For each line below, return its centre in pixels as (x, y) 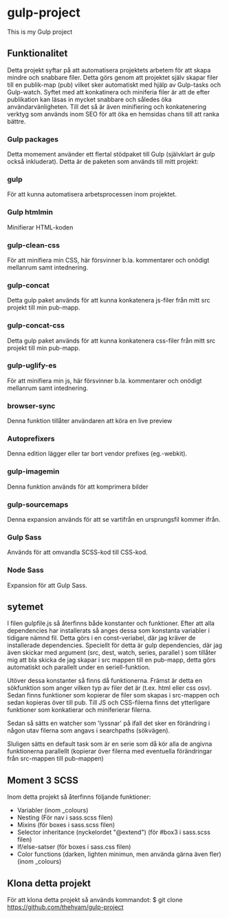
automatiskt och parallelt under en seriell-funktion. (79, 667)
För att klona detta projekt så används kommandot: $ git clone (95, 900)
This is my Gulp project (40, 32)
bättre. (17, 121)
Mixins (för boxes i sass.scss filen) (66, 825)
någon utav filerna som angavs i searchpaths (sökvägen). (89, 731)
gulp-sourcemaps (38, 504)
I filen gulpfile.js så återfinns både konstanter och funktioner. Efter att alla (111, 623)
